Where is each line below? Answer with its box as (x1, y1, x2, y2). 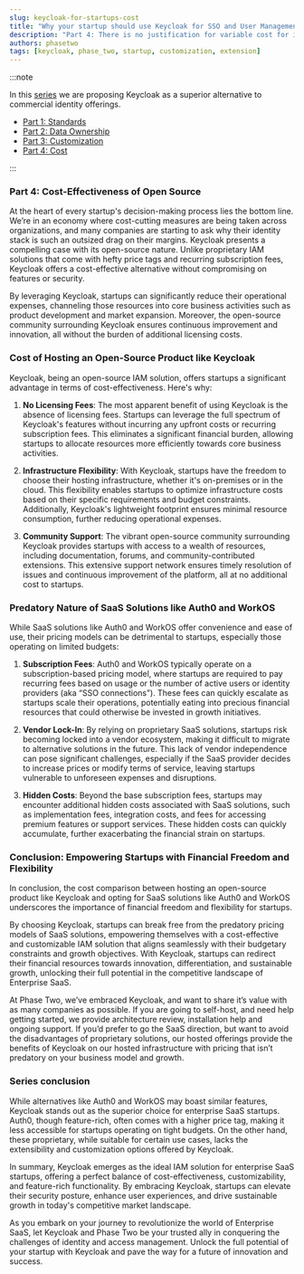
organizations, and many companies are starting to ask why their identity (9, 225, 280, 236)
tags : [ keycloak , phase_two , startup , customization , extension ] (9, 47, 261, 56)
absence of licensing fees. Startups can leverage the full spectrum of (22, 409, 280, 420)
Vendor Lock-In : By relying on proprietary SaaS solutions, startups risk (22, 725, 288, 736)
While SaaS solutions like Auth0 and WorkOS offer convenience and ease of (9, 622, 293, 633)
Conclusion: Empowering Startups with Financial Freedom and (9, 851, 290, 863)
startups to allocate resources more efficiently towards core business (22, 438, 282, 449)
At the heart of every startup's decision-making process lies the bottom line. (9, 205, 294, 217)
